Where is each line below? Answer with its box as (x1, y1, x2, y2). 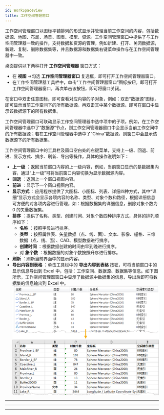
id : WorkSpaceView (5, 8, 42, 13)
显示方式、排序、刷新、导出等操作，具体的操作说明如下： (13, 153, 129, 159)
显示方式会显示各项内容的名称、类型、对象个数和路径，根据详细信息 (18, 194, 155, 200)
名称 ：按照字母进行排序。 (19, 225, 72, 231)
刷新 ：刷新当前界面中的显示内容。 (12, 255, 82, 262)
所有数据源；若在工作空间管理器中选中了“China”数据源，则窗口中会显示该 (9, 130, 158, 137)
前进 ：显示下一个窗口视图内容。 (12, 182, 78, 188)
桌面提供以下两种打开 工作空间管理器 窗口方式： (5, 63, 102, 69)
